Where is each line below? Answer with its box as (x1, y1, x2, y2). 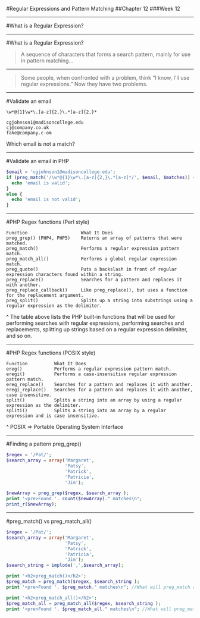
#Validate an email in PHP (6, 158, 70, 164)
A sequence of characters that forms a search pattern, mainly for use (20, 51, 191, 58)
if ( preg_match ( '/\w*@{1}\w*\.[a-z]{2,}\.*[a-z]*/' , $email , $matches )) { (6, 174, 196, 180)
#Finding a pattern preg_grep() (6, 440, 82, 448)
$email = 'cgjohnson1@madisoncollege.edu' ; (6, 169, 116, 175)
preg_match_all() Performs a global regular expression (6, 256, 177, 262)
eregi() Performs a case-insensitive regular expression (6, 371, 177, 377)
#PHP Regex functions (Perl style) (6, 218, 90, 225)
